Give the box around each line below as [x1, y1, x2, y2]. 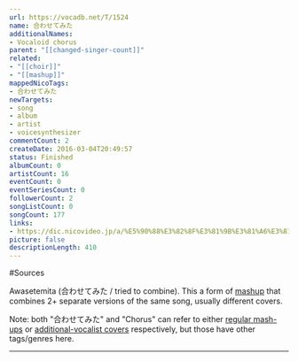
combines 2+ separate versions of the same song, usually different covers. [9, 296, 283, 306]
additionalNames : [9, 29, 74, 38]
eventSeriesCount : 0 [9, 186, 86, 195]
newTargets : [9, 95, 53, 104]
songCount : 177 [9, 210, 66, 219]
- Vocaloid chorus [9, 37, 77, 47]
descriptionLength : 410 [9, 243, 98, 252]
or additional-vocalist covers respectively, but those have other [25, 324, 255, 334]
